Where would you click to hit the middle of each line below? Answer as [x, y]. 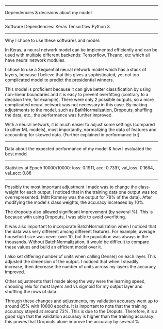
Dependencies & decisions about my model [49, 12]
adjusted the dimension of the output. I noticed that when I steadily [72, 262]
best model [16, 154]
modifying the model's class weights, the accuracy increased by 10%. [75, 202]
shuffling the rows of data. [31, 291]
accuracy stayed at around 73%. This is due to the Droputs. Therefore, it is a [81, 311]
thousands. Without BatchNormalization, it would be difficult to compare [77, 242]
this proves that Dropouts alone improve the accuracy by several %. [73, 321]
